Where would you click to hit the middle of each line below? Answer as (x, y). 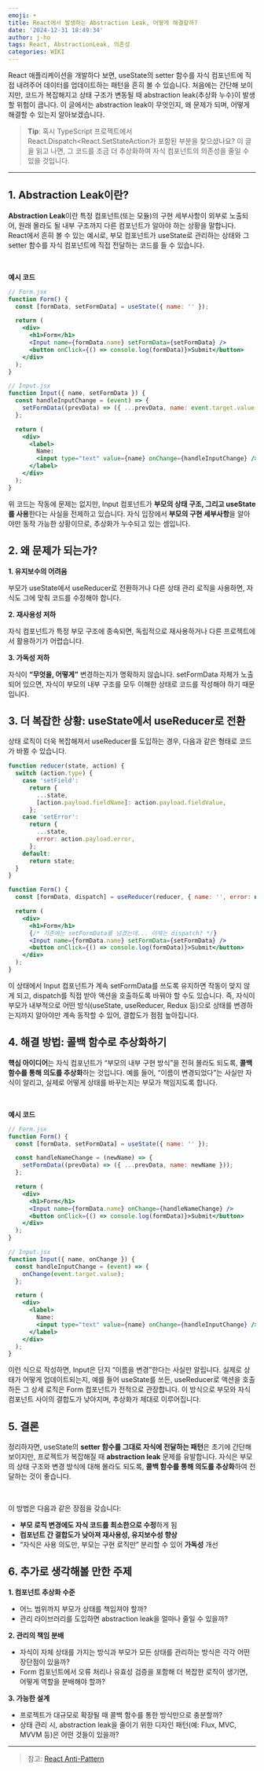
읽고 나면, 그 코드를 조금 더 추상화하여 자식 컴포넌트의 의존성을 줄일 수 (143, 151)
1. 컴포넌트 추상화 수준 (42, 1592)
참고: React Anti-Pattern (66, 1758)
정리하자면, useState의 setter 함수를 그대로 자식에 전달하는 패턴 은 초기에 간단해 (130, 1447)
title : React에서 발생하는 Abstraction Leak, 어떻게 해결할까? (103, 23)
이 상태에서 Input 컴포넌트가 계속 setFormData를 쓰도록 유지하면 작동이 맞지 (125, 985)
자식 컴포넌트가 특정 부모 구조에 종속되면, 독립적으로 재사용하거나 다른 (115, 631)
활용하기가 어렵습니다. (50, 640)
